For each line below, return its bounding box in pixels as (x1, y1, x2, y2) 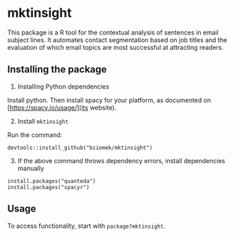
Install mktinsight (17, 117, 69, 125)
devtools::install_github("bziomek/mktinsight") (7, 144, 153, 151)
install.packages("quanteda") (7, 177, 97, 184)
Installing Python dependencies (17, 82, 109, 91)
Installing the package (7, 63, 107, 75)
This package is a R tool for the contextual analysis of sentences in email (7, 28, 218, 37)
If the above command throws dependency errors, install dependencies (17, 156, 226, 165)
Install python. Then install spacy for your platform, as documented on (7, 96, 211, 104)
